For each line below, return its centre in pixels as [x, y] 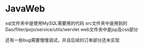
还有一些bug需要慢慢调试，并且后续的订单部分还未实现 [62, 40]
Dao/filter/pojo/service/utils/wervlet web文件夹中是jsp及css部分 [72, 29]
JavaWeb [25, 9]
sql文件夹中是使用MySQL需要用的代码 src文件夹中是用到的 [66, 23]
